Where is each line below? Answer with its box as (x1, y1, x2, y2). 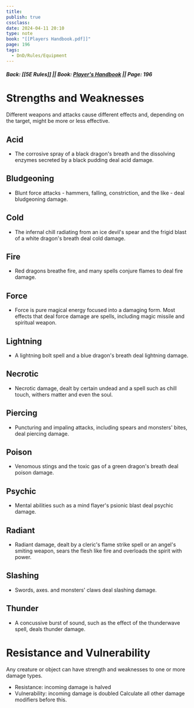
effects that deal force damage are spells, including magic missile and (14, 313, 185, 320)
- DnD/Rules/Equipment (11, 53, 67, 59)
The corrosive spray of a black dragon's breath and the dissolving (14, 150, 175, 157)
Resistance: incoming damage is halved (14, 683, 111, 690)
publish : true (6, 14, 41, 20)
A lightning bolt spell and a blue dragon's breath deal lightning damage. (14, 352, 189, 359)
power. (14, 554, 32, 561)
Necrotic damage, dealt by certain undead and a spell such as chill (14, 385, 177, 392)
